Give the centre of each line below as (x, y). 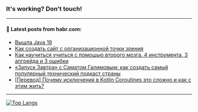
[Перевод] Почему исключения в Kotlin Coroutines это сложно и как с (103, 79)
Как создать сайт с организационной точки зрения (79, 48)
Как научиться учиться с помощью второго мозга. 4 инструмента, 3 (101, 55)
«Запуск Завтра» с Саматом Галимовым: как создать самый (91, 67)
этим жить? (29, 86)
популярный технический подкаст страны (67, 73)
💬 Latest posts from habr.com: (44, 29)
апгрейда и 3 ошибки (42, 61)
